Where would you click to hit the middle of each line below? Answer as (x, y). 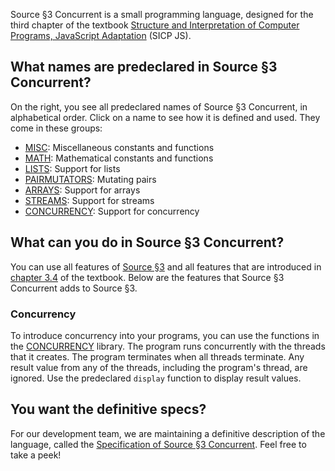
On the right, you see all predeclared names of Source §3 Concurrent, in (159, 106)
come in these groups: (56, 128)
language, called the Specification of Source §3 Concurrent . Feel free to (158, 444)
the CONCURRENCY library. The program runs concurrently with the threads (168, 346)
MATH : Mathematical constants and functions (119, 158)
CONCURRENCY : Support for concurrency (112, 211)
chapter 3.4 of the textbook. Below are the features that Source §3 (147, 277)
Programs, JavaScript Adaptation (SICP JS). (101, 35)
